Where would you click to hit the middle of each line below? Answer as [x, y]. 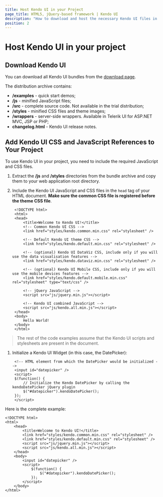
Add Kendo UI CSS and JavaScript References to [80, 142]
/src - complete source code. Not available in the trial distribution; [78, 106]
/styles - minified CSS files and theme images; [59, 111]
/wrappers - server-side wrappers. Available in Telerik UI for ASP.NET [82, 116]
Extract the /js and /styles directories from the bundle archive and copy [84, 176]
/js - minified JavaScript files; [41, 101]
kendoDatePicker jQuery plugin [44, 387]
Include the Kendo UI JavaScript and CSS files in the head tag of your [81, 191]
